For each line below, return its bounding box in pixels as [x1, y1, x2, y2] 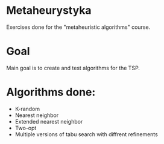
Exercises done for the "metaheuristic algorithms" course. [6, 23, 151, 31]
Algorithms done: [6, 85, 96, 99]
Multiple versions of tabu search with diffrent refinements [14, 130, 158, 138]
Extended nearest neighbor [14, 118, 83, 125]
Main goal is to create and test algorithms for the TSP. [6, 64, 140, 71]
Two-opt [14, 124, 37, 131]
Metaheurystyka [6, 4, 92, 17]
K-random [14, 105, 40, 112]
